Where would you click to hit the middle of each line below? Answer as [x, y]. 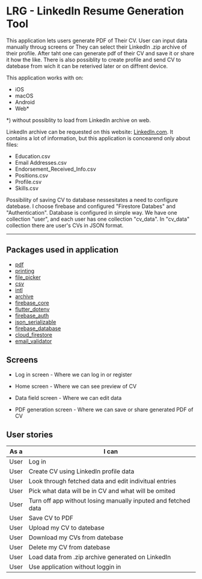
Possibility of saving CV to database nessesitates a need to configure [92, 200]
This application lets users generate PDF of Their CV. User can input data [97, 40]
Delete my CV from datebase [69, 547]
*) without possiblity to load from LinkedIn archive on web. [79, 120]
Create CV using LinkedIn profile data [81, 471]
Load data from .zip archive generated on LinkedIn [100, 557]
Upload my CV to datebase [67, 528]
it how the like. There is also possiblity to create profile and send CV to [94, 60]
